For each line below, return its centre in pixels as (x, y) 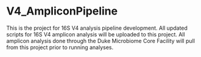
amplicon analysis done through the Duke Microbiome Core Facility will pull (100, 41)
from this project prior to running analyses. (60, 47)
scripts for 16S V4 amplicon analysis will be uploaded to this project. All (96, 34)
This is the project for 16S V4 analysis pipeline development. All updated (97, 28)
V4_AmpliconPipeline (62, 11)
